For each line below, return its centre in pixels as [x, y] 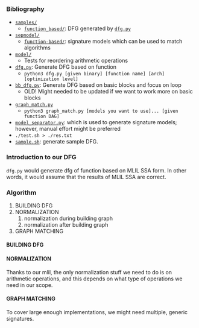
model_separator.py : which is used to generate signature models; [96, 122]
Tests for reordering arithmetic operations [76, 61]
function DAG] [42, 116]
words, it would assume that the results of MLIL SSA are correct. [86, 177]
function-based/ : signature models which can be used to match [103, 42]
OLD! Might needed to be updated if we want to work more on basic [108, 92]
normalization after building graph [66, 224]
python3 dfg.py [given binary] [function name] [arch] [94, 74]
